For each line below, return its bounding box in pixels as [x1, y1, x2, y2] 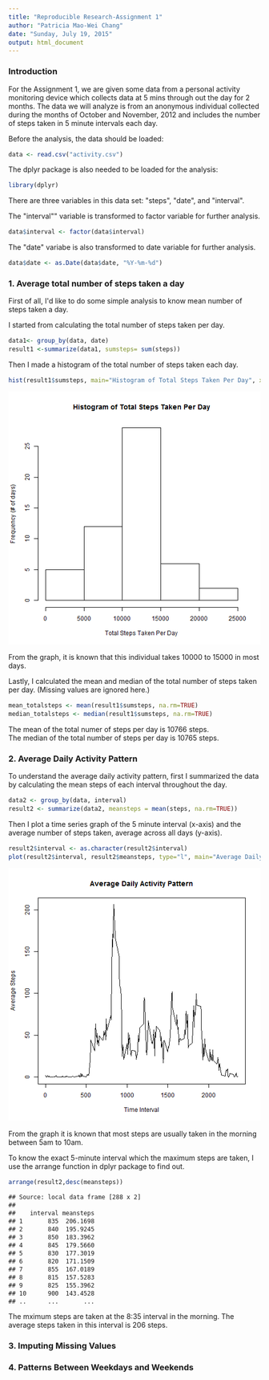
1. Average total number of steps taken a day [8, 278, 185, 289]
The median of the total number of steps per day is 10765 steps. [8, 733, 219, 743]
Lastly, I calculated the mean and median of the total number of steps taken [8, 676, 258, 686]
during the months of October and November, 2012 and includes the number [8, 109, 261, 120]
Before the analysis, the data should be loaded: [8, 133, 164, 144]
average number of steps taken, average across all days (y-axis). [8, 828, 223, 837]
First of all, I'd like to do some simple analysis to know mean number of [8, 296, 243, 306]
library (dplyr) [8, 181, 59, 189]
